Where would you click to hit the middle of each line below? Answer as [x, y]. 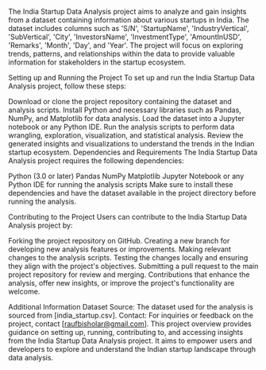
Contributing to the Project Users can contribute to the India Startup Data [128, 217]
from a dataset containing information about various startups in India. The [129, 20]
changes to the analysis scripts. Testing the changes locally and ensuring [128, 257]
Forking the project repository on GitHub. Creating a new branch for [119, 241]
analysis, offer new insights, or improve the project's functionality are [121, 283]
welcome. [24, 291]
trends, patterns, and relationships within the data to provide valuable [122, 54]
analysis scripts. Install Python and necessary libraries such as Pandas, [125, 110]
